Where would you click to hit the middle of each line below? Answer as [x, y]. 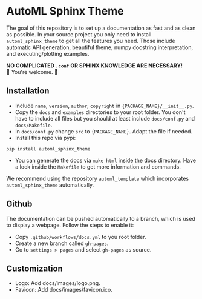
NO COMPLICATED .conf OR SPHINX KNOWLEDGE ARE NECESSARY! [95, 66]
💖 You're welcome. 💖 [32, 72]
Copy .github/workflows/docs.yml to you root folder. [80, 237]
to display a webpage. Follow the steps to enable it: [70, 225]
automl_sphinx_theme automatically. [50, 185]
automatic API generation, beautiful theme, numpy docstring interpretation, [100, 47]
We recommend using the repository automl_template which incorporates [98, 178]
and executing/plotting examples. [48, 53]
